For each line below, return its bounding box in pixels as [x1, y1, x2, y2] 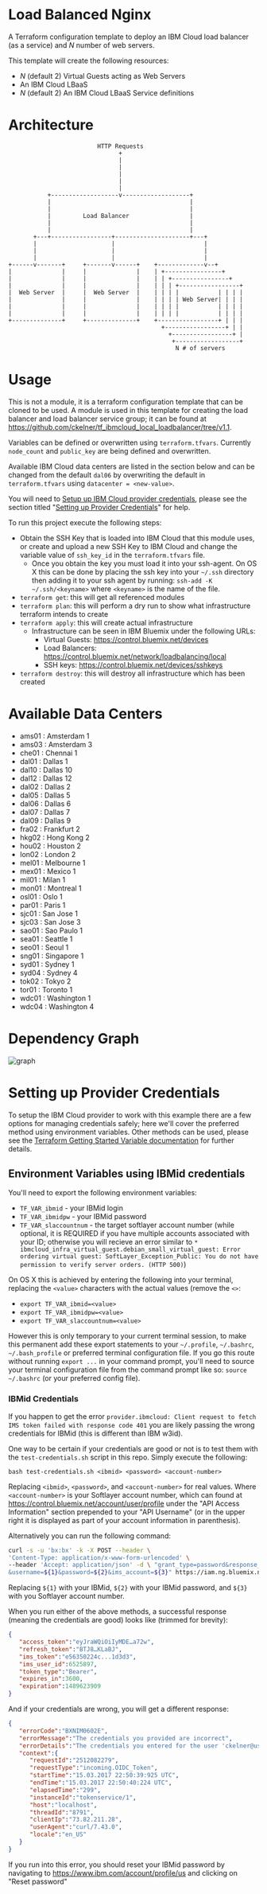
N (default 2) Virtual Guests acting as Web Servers [19, 71, 186, 80]
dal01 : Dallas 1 [19, 756, 68, 766]
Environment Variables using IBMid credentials [8, 1167, 246, 1181]
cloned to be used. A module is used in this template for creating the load [8, 405, 249, 415]
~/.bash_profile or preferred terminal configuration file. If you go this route [8, 1348, 255, 1358]
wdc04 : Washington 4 [19, 1001, 95, 1011]
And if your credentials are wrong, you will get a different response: [8, 1705, 229, 1714]
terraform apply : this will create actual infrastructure [19, 618, 193, 627]
